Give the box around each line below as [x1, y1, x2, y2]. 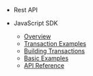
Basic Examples [23, 54, 69, 62]
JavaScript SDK [13, 19, 58, 27]
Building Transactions [23, 47, 85, 55]
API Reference [23, 62, 65, 69]
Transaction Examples [23, 40, 87, 47]
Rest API [13, 6, 38, 14]
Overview [23, 32, 51, 40]
